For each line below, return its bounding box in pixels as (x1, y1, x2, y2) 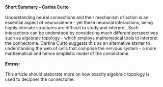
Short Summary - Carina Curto (5, 4, 69, 10)
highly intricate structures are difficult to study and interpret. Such (5, 25, 139, 31)
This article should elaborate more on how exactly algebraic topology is (5, 71, 150, 77)
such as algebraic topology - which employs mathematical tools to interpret (5, 35, 158, 41)
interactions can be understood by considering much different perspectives (5, 30, 158, 35)
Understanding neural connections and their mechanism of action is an (5, 15, 149, 20)
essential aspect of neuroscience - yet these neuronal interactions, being (5, 19, 153, 25)
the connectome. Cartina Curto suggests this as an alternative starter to (5, 40, 151, 46)
